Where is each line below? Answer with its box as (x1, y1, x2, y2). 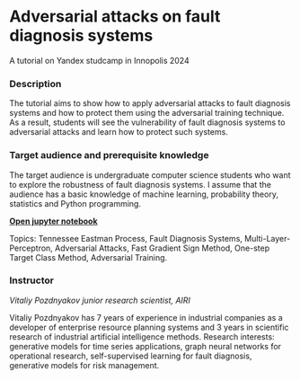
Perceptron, (9, 243, 54, 253)
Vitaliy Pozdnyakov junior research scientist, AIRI (9, 295, 191, 305)
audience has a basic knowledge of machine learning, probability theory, (9, 189, 278, 199)
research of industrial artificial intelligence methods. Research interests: (9, 331, 276, 342)
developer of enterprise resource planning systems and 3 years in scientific (9, 322, 289, 332)
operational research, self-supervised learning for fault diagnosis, (9, 350, 252, 361)
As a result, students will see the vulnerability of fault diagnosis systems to (9, 117, 286, 128)
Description (9, 77, 62, 90)
